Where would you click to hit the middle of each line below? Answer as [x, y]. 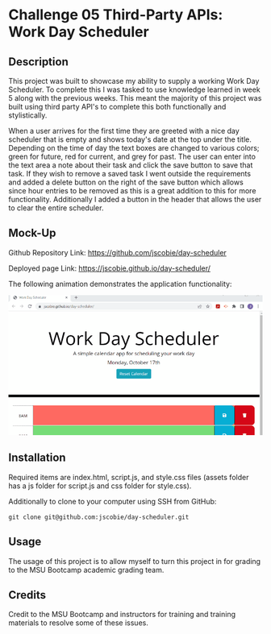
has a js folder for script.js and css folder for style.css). [100, 486]
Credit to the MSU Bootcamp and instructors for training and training [122, 615]
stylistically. [28, 115]
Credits [27, 595]
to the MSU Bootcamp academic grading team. [86, 570]
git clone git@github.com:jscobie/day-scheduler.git [99, 517]
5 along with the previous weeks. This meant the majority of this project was [135, 98]
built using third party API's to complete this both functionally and [117, 107]
